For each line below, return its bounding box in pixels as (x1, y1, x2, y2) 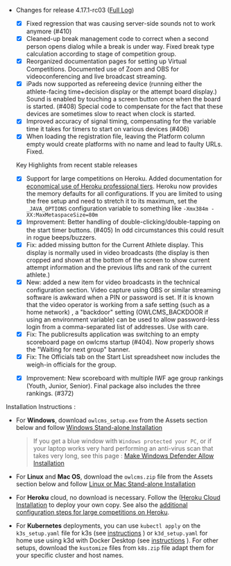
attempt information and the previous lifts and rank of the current (26, 263, 212, 272)
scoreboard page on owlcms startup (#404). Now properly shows (26, 338, 215, 346)
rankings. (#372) (26, 389, 74, 397)
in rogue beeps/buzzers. (26, 233, 97, 242)
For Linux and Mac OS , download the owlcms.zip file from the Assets (15, 472, 214, 481)
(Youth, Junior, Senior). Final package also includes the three (26, 381, 201, 390)
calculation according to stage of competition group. (26, 50, 177, 58)
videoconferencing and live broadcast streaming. (26, 72, 167, 81)
